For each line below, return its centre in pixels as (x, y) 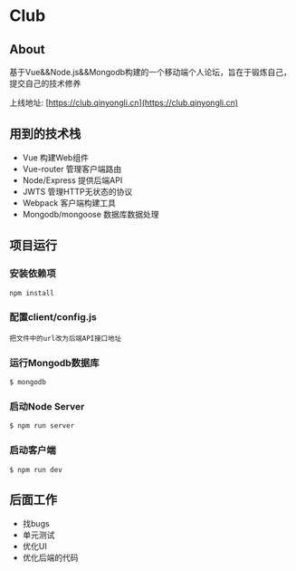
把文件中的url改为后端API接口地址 (66, 338)
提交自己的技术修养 (45, 83)
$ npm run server (42, 426)
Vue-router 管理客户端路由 (72, 169)
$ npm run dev (36, 469)
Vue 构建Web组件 (55, 157)
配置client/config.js (53, 317)
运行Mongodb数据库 (54, 363)
